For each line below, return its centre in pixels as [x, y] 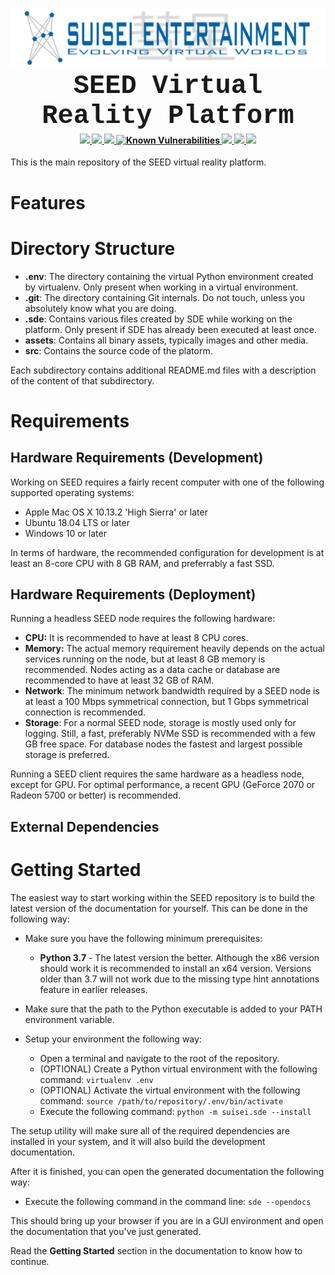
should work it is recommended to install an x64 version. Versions [175, 968]
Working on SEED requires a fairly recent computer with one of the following [167, 482]
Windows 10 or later [65, 533]
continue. [30, 1261]
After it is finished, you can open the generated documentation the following [167, 1171]
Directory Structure [93, 248]
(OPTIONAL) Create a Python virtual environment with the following [178, 1069]
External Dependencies [85, 826]
